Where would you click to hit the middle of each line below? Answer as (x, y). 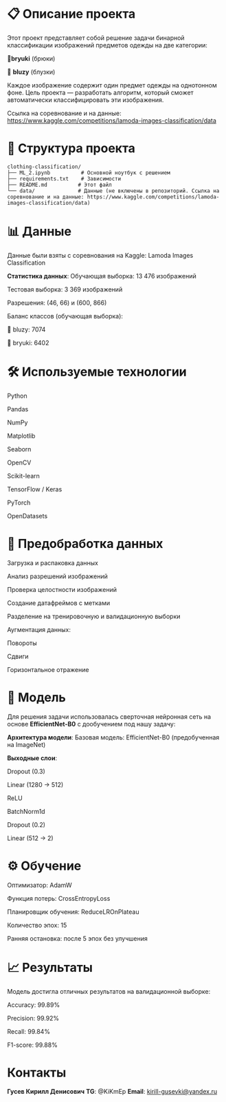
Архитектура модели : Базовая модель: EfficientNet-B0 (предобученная (113, 737)
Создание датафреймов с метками (59, 603)
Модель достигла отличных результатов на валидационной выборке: (109, 991)
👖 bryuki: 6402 (28, 343)
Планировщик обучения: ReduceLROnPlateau (73, 912)
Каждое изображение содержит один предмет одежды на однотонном (112, 85)
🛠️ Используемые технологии (97, 372)
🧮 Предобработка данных (85, 543)
